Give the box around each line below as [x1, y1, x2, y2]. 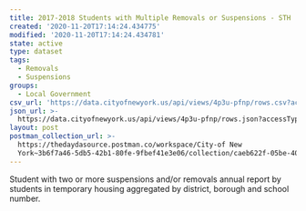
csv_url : [9, 97, 43, 107]
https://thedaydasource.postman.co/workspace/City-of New [17, 140, 243, 149]
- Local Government [17, 89, 92, 98]
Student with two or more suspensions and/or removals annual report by [9, 174, 282, 185]
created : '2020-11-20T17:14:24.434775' [9, 22, 161, 31]
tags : [9, 55, 30, 65]
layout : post [9, 124, 59, 133]
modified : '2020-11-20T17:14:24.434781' [9, 30, 166, 39]
